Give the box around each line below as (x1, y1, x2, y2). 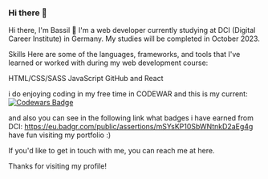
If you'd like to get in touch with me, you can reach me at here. (8, 146, 215, 156)
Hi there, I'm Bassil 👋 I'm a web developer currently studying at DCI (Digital (8, 26, 256, 35)
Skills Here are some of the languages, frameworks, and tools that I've (8, 50, 241, 59)
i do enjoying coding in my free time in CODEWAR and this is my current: (8, 89, 248, 99)
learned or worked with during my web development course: (8, 58, 209, 67)
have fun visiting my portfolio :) (8, 130, 112, 140)
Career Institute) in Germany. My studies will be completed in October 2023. (8, 34, 261, 43)
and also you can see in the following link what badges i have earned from (8, 113, 254, 123)
